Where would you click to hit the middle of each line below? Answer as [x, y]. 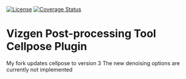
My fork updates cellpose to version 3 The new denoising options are [93, 63]
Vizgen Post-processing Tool [81, 34]
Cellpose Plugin [47, 47]
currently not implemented [40, 69]
